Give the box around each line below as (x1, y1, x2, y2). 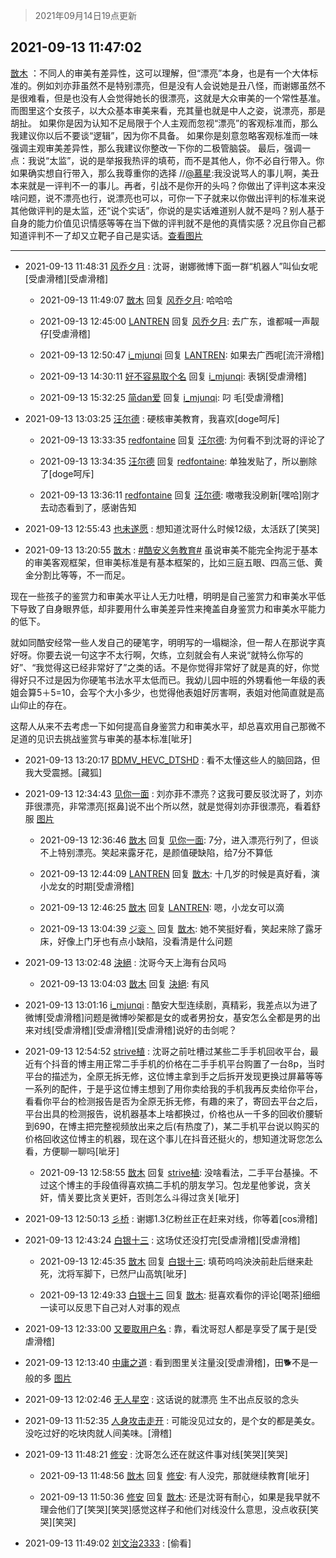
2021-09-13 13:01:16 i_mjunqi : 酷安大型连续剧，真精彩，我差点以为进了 (24, 999, 318, 1011)
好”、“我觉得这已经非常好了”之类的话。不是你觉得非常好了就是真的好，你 (10, 661, 312, 673)
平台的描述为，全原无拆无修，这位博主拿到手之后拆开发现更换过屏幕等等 (24, 1070, 323, 1082)
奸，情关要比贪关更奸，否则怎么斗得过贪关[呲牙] (39, 1191, 240, 1203)
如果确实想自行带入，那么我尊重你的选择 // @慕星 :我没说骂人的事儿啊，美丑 (10, 167, 320, 179)
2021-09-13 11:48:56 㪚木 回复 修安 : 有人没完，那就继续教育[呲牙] (39, 1469, 310, 1481)
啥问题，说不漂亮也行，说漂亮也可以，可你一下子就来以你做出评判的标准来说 (10, 192, 326, 204)
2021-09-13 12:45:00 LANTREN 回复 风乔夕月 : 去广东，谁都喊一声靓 (39, 315, 320, 327)
